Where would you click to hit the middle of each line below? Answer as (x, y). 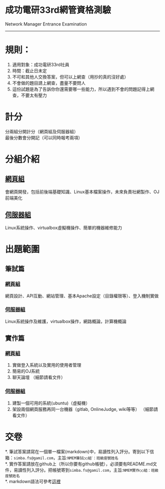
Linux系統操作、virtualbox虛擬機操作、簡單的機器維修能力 (64, 228)
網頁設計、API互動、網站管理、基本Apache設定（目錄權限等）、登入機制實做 (82, 296)
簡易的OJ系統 (26, 371)
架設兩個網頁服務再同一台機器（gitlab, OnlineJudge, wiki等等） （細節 (83, 409)
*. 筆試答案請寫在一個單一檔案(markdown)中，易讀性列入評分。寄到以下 (77, 451)
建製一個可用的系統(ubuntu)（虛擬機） (51, 403)
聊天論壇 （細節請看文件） (39, 377)
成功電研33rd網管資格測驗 (58, 10)
